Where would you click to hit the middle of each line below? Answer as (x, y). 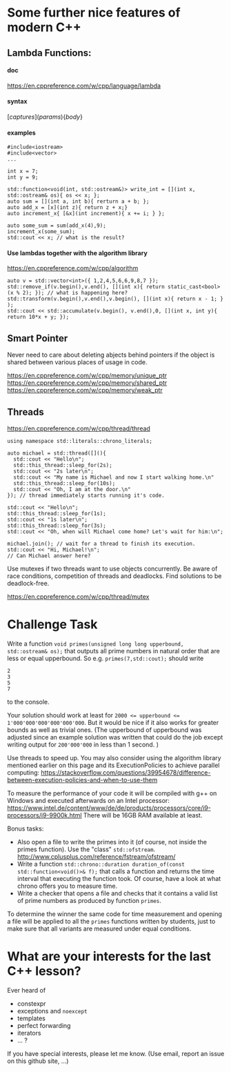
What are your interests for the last (109, 956)
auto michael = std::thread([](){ (57, 453)
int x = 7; (23, 171)
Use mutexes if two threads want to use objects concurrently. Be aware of (112, 569)
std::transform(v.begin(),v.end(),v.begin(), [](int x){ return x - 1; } (115, 299)
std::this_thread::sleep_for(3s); (57, 526)
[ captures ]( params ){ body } (45, 117)
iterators (29, 1033)
